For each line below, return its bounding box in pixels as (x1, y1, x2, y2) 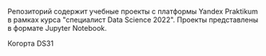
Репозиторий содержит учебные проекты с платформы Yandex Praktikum (7, 7, 259, 16)
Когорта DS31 (7, 39, 54, 48)
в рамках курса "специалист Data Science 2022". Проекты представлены (7, 15, 259, 24)
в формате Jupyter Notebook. (7, 24, 107, 32)
